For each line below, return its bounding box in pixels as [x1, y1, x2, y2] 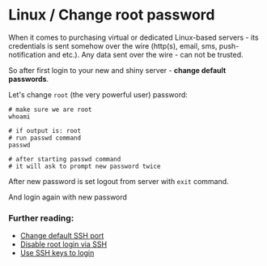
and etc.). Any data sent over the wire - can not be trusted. [47, 49, 244, 59]
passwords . [8, 74, 49, 84]
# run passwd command [8, 134, 82, 142]
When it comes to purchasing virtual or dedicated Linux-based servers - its [8, 32, 259, 42]
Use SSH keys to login [19, 248, 95, 258]
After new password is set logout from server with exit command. [8, 176, 229, 186]
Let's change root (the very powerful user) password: [8, 89, 189, 99]
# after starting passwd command [8, 155, 121, 163]
